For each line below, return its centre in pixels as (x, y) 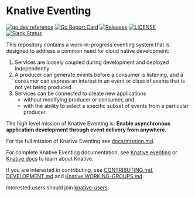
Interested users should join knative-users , (58, 187)
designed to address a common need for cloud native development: (88, 50)
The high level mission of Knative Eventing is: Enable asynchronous (88, 123)
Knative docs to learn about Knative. (50, 158)
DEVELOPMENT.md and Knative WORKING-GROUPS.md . (75, 176)
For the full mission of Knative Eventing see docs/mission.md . (81, 141)
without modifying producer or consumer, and (79, 99)
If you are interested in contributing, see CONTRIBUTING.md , (80, 170)
